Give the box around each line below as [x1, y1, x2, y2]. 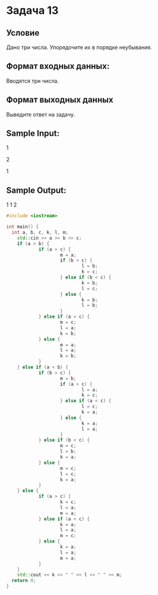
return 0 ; [11, 577, 36, 584]
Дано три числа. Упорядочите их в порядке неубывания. [6, 43, 152, 51]
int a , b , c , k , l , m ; [11, 230, 68, 236]
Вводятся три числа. [6, 77, 59, 85]
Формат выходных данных [6, 95, 114, 105]
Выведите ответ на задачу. [6, 111, 75, 118]
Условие [6, 28, 40, 38]
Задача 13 [6, 4, 59, 18]
